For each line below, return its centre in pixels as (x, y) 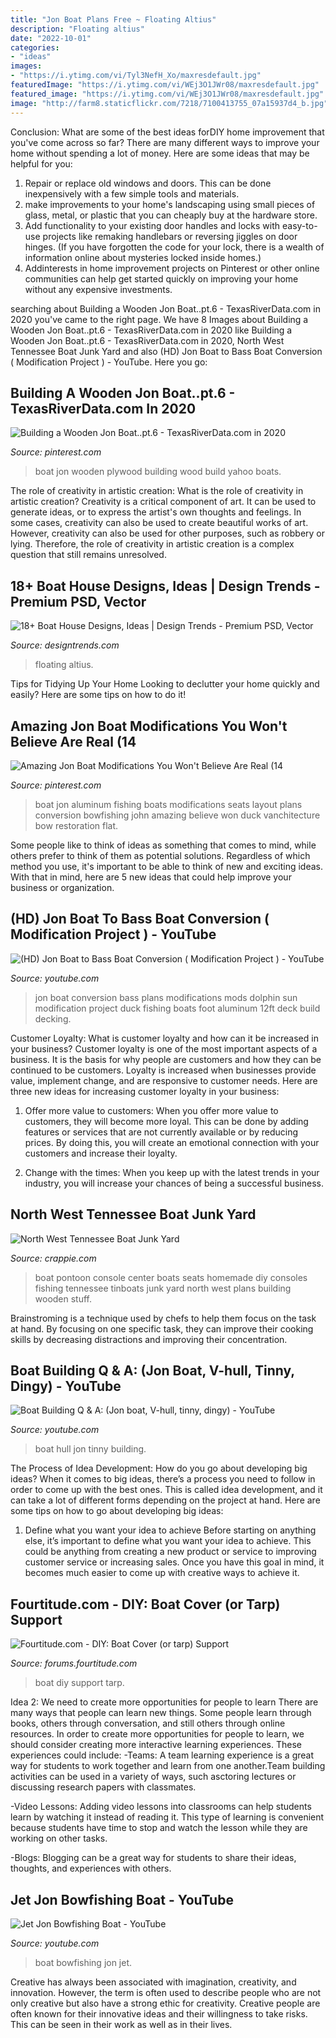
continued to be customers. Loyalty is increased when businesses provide (163, 1070)
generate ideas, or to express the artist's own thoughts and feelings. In (156, 512)
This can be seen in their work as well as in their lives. (121, 2024)
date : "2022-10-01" (51, 38)
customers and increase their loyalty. (101, 1153)
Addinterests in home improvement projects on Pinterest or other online (172, 268)
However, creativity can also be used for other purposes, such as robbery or (168, 533)
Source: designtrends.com (65, 645)
